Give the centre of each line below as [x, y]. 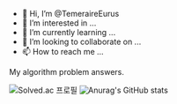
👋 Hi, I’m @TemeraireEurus [70, 14]
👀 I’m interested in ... [59, 23]
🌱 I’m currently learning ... [69, 32]
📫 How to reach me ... [63, 52]
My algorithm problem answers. [67, 72]
